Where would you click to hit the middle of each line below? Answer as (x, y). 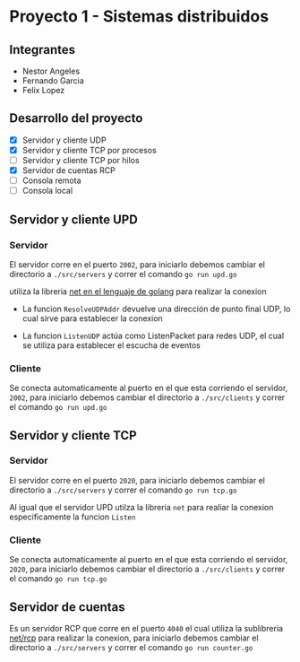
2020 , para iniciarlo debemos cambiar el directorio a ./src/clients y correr (147, 569)
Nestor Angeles (51, 71)
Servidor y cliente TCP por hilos (81, 160)
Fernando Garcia (53, 81)
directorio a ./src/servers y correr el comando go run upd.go (123, 274)
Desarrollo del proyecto (76, 118)
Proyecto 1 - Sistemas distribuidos (139, 17)
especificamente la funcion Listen (73, 517)
